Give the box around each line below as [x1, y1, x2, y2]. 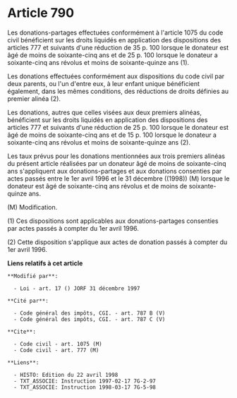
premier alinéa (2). [7, 94, 61, 103]
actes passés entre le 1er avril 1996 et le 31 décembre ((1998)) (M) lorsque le [7, 174, 230, 183]
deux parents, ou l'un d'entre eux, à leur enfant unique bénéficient [7, 79, 200, 88]
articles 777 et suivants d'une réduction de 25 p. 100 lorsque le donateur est [7, 123, 229, 131]
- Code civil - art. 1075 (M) [13, 340, 102, 347]
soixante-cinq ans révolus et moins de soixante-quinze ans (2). [7, 138, 190, 146]
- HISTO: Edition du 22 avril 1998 [13, 371, 119, 378]
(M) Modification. [7, 203, 58, 211]
